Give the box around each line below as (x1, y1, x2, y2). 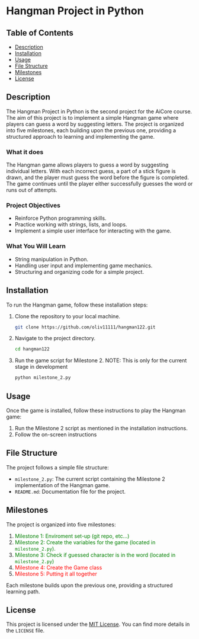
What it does (6, 148, 44, 156)
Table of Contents (6, 28, 74, 38)
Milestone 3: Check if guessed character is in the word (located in (14, 551, 176, 558)
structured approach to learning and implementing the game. (6, 133, 155, 140)
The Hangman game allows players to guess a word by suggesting (6, 161, 169, 168)
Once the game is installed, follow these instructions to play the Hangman (6, 407, 186, 414)
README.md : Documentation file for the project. (14, 488, 126, 495)
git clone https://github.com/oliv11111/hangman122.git (14, 324, 156, 330)
